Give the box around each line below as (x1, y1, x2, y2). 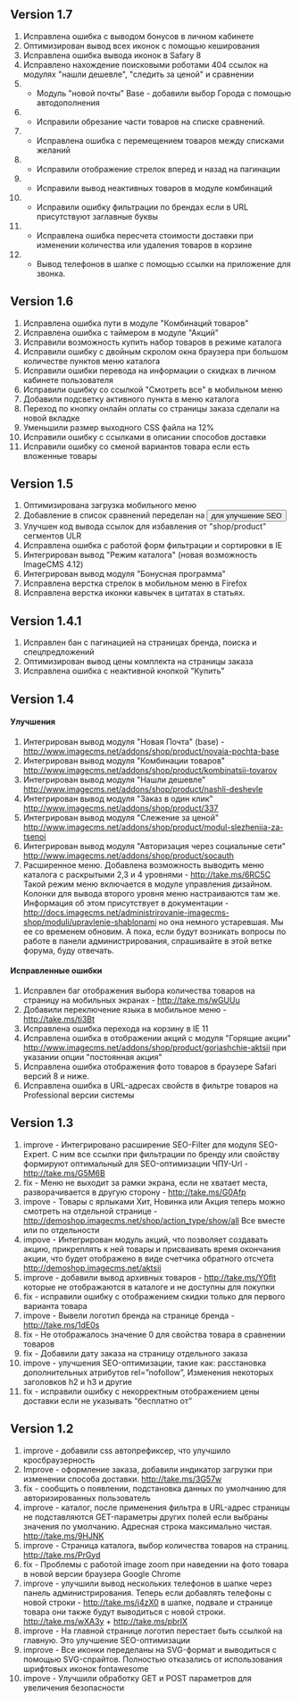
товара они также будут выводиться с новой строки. (22, 1606, 226, 1617)
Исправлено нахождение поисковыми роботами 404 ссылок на (22, 59, 269, 70)
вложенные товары (22, 450, 97, 461)
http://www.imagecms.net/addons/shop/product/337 (22, 803, 219, 813)
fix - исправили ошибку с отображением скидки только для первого (22, 1290, 286, 1302)
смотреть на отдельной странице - (22, 1206, 158, 1216)
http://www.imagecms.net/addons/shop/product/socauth (22, 850, 235, 861)
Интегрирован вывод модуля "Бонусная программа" (22, 569, 227, 580)
